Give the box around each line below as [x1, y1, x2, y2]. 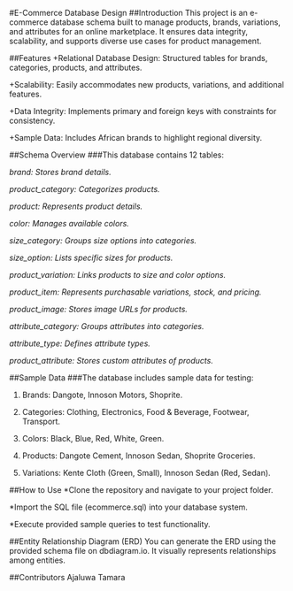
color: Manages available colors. [9, 219, 130, 228]
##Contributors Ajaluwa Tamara [9, 572, 126, 582]
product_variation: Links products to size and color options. [9, 270, 227, 280]
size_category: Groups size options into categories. [9, 235, 197, 246]
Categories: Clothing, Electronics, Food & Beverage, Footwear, [21, 407, 250, 417]
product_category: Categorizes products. [9, 184, 161, 194]
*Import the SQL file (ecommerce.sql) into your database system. [9, 502, 248, 512]
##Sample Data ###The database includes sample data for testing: [9, 372, 254, 383]
